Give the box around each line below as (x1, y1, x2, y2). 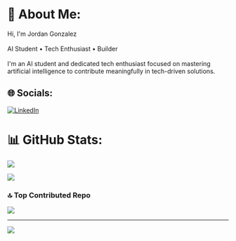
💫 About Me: (7, 6, 81, 22)
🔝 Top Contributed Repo (7, 190, 91, 200)
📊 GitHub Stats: (7, 131, 103, 148)
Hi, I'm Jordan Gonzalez (7, 30, 77, 38)
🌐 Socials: (7, 87, 53, 99)
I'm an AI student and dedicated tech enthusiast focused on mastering (7, 59, 211, 67)
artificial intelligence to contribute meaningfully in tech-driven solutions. (7, 67, 216, 75)
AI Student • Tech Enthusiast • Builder (7, 44, 118, 53)
